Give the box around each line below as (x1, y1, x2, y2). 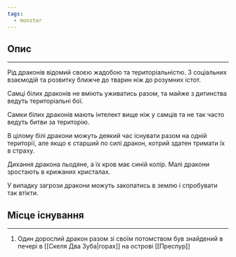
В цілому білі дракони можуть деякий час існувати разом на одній (7, 132, 207, 140)
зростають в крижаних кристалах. (7, 168, 111, 176)
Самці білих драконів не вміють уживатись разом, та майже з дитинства (7, 89, 227, 98)
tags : (7, 10, 23, 18)
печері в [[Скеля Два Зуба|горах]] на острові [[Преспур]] (17, 242, 191, 251)
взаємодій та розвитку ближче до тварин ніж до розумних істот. (7, 75, 202, 84)
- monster (13, 17, 42, 24)
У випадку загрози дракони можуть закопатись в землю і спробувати (7, 181, 218, 190)
